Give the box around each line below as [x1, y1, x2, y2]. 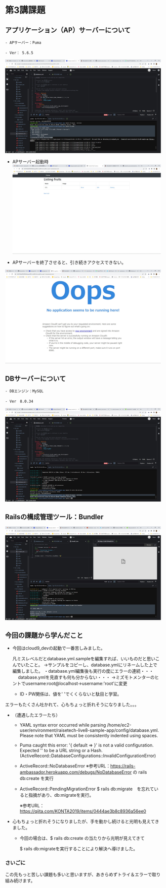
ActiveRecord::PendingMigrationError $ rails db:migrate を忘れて [19, 786, 154, 792]
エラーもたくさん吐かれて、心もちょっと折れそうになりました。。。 [5, 701, 139, 707]
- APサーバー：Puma [5, 40, 41, 45]
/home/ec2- [107, 722, 132, 728]
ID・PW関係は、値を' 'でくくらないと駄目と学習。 [19, 691, 122, 697]
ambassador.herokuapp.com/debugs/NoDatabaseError [19, 769, 132, 775]
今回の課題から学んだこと [5, 631, 83, 639]
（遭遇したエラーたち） [12, 712, 60, 718]
